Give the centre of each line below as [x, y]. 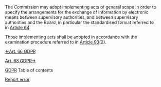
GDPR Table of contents [29, 70]
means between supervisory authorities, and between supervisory [72, 17]
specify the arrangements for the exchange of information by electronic [77, 12]
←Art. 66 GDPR [20, 51]
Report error [18, 80]
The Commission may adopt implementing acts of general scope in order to [81, 7]
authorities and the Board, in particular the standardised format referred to [80, 22]
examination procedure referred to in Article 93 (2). [56, 42]
